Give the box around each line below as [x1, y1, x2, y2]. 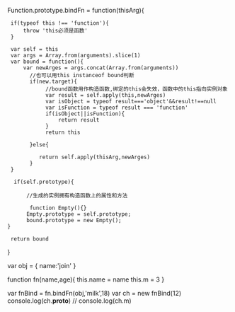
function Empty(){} [29, 204, 87, 212]
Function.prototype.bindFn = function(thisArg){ [7, 6, 144, 14]
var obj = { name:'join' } [7, 262, 76, 270]
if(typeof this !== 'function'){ [10, 20, 110, 27]
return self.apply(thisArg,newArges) [38, 154, 151, 161]
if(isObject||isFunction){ [45, 110, 125, 117]
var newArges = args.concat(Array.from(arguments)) [23, 64, 179, 71]
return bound [10, 236, 50, 243]
